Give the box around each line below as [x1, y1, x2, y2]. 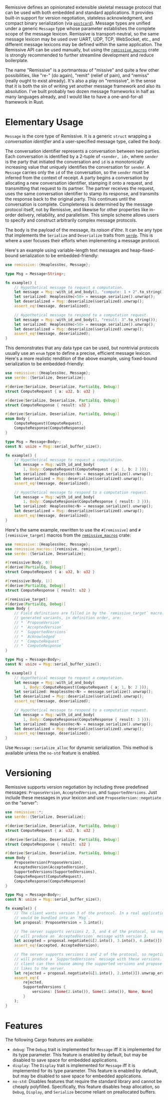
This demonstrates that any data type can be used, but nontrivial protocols [5, 345, 159, 351]
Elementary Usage [5, 117, 83, 128]
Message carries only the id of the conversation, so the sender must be [5, 169, 149, 175]
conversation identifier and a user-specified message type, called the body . [5, 138, 161, 144]
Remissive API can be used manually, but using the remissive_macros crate [5, 47, 159, 53]
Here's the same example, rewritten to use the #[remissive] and [5, 526, 137, 532]
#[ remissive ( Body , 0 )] [5, 560, 52, 565]
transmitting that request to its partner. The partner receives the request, [5, 185, 155, 191]
